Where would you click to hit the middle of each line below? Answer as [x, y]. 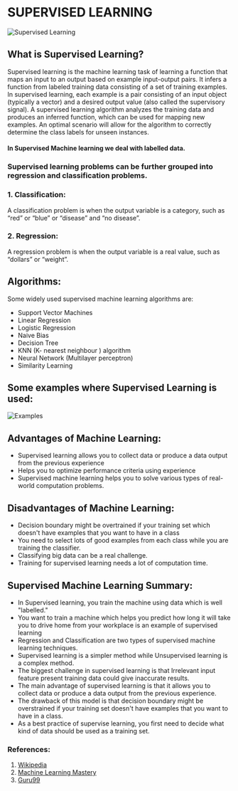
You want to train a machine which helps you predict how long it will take [124, 617]
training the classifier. [49, 548]
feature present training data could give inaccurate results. [103, 678]
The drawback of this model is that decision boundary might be [110, 701]
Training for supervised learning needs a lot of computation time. [113, 563]
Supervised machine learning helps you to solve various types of [113, 478]
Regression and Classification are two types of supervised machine [116, 640]
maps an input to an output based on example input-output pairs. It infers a [117, 79]
